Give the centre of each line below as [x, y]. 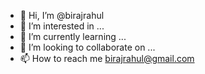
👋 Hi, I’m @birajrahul [62, 15]
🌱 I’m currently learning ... [73, 36]
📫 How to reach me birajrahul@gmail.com [107, 58]
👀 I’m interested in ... [62, 26]
